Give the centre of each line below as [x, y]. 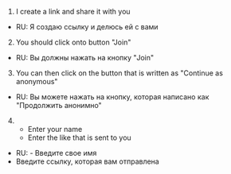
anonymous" [37, 81]
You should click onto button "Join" [73, 42]
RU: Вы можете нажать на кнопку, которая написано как [112, 97]
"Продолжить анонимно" [59, 105]
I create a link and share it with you [73, 12]
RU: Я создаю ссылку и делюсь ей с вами [87, 27]
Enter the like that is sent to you [79, 137]
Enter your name [55, 129]
